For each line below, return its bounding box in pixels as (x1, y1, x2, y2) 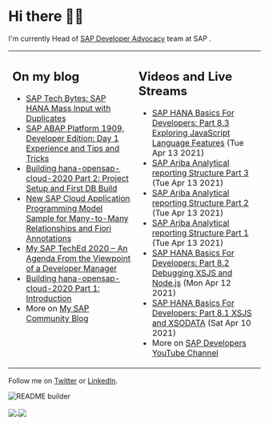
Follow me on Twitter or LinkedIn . (8, 376, 118, 386)
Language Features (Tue (151, 138, 244, 149)
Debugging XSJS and (151, 267, 233, 279)
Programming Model (26, 203, 103, 215)
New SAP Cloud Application (26, 193, 130, 204)
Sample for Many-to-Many (26, 213, 129, 224)
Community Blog (26, 313, 89, 324)
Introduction (26, 293, 72, 304)
